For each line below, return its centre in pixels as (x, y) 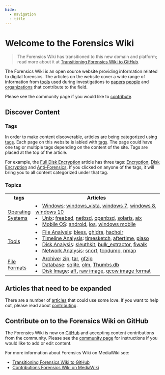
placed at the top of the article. (36, 152)
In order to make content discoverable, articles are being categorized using (81, 137)
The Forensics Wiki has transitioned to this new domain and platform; (87, 57)
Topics (14, 185)
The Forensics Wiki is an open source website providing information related (82, 71)
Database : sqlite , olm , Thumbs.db (81, 265)
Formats (17, 268)
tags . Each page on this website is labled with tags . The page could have (79, 142)
